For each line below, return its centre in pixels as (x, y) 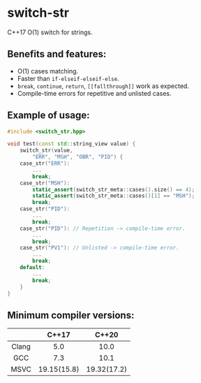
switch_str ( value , (46, 151)
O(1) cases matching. (48, 71)
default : (32, 268)
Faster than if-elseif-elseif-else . (68, 78)
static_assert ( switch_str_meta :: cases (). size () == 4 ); (114, 189)
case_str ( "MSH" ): (45, 183)
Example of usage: (49, 116)
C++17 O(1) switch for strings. (50, 32)
